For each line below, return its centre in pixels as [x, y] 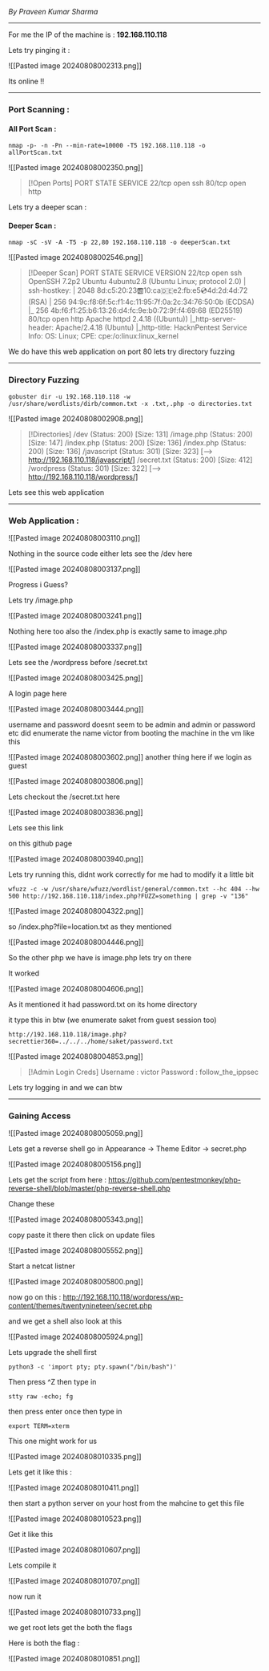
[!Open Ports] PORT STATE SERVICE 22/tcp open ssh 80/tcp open [137, 183]
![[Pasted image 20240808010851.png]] [74, 1659]
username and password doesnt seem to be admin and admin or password [132, 724]
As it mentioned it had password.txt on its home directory [103, 1004]
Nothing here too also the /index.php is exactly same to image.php [118, 631]
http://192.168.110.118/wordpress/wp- [123, 1297]
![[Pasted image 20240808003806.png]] [76, 781]
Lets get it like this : [40, 1472]
